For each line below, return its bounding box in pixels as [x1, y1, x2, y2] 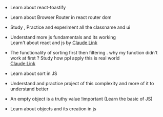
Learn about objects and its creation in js [10, 106, 96, 112]
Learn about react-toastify [10, 5, 66, 10]
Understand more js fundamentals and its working [10, 34, 116, 40]
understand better [10, 86, 49, 92]
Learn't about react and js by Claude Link [10, 40, 97, 46]
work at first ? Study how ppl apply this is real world [10, 55, 120, 61]
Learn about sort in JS [10, 70, 57, 76]
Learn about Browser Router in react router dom [10, 14, 112, 20]
